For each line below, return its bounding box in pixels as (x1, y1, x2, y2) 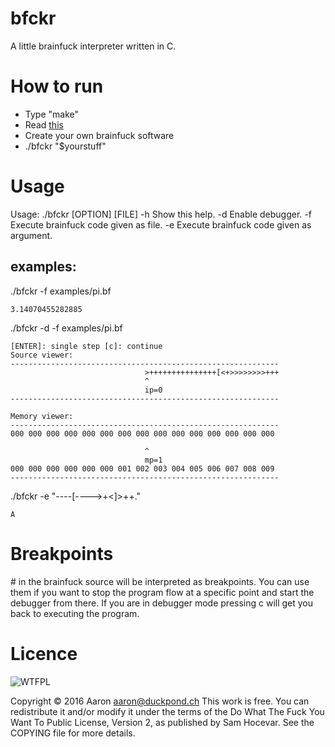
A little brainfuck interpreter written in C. (10, 40, 177, 52)
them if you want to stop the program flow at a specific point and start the (10, 586, 315, 598)
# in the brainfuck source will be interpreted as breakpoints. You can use (10, 575, 310, 587)
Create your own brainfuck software (24, 129, 175, 141)
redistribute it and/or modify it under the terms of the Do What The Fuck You (10, 705, 325, 717)
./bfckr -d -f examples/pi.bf (10, 322, 123, 334)
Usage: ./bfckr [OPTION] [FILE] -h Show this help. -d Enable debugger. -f (10, 208, 312, 220)
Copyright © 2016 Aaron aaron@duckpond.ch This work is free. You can (10, 695, 310, 707)
